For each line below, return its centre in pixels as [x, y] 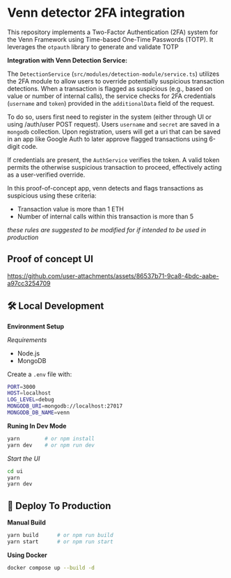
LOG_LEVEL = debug [31, 400]
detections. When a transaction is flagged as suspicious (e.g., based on [110, 88]
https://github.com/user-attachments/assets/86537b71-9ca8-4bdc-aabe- [113, 275]
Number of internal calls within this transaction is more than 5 [105, 216]
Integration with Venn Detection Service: [67, 60]
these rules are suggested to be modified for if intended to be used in [107, 230]
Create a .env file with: [40, 374]
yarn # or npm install [51, 439]
